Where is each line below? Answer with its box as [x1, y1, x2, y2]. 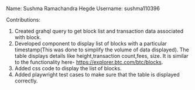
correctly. [14, 77, 38, 84]
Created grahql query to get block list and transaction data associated [14, 27, 184, 34]
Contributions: [6, 16, 41, 23]
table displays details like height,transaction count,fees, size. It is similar [14, 53, 189, 59]
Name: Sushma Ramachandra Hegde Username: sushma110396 [6, 5, 160, 12]
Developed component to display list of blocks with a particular [14, 40, 167, 47]
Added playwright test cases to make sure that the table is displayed [14, 71, 180, 78]
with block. [14, 34, 42, 40]
